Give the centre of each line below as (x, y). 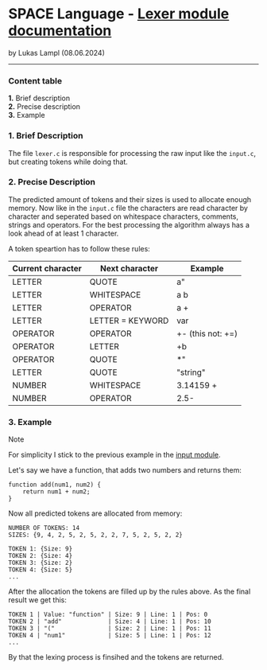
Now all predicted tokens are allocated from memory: (95, 513)
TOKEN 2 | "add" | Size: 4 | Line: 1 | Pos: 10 (110, 621)
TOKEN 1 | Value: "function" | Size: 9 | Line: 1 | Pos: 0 (108, 615)
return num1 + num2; (56, 492)
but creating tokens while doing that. (68, 162)
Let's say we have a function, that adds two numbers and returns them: (125, 470)
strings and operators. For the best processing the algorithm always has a (129, 224)
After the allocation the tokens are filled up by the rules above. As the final (130, 592)
